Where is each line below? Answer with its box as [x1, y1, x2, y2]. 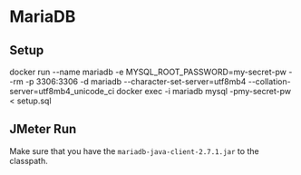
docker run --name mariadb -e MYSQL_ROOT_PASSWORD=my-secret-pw [9, 66, 287, 77]
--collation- [248, 76, 292, 87]
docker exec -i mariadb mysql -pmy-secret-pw [116, 86, 292, 96]
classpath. [9, 155, 48, 166]
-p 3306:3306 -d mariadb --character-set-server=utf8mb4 [25, 76, 247, 87]
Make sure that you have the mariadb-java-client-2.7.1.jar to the [9, 145, 260, 156]
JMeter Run [9, 122, 77, 137]
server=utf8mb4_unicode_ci [9, 86, 115, 96]
